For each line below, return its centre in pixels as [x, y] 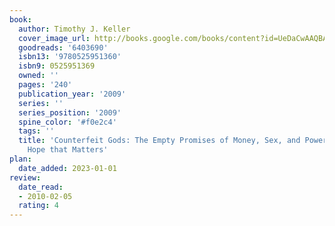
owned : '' [38, 76]
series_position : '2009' [70, 112]
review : [25, 177]
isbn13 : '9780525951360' [70, 57]
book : [20, 19]
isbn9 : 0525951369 [57, 66]
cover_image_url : [54, 38]
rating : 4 [38, 206]
